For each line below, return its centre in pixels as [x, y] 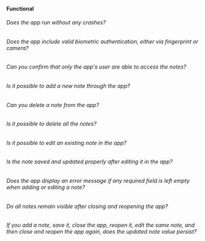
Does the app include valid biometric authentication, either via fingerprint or [102, 41]
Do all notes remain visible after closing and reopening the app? [87, 206]
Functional [20, 9]
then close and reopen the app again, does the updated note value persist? [102, 232]
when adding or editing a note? [46, 187]
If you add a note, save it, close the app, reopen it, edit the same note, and [101, 225]
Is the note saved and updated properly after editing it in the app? [90, 161]
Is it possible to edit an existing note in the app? [66, 143]
